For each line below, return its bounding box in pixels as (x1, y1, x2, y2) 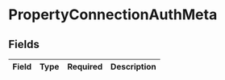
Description (110, 62, 157, 72)
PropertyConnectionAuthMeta (8, 6, 218, 24)
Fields (8, 38, 40, 51)
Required (67, 62, 103, 72)
